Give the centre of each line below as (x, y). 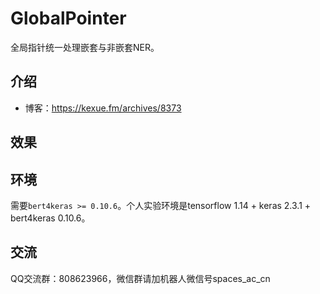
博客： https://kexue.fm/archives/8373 (103, 108)
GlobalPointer (68, 18)
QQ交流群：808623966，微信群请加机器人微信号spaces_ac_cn (140, 278)
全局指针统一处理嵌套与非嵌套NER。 (85, 47)
